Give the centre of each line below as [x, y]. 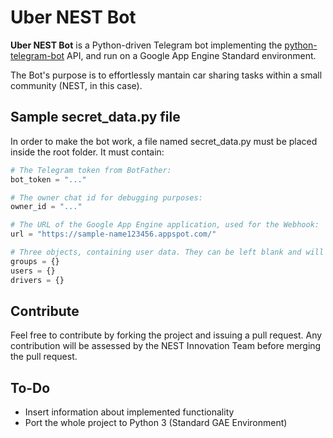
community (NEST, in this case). [76, 85]
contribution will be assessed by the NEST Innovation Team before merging [166, 346]
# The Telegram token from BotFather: [91, 170]
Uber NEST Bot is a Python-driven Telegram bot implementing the [146, 45]
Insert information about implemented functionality [129, 412]
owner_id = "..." [46, 207]
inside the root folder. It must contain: [87, 152]
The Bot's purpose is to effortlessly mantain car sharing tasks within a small [166, 75]
